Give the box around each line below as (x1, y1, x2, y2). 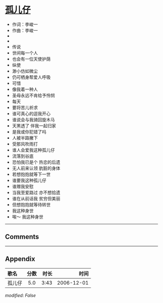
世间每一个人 (12, 50, 38, 56)
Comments (5, 233, 39, 241)
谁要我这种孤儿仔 (12, 177, 47, 183)
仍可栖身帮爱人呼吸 (12, 74, 51, 80)
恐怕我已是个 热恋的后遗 (12, 159, 61, 165)
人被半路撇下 (12, 135, 38, 141)
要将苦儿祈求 (12, 104, 38, 110)
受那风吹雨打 (12, 141, 38, 147)
